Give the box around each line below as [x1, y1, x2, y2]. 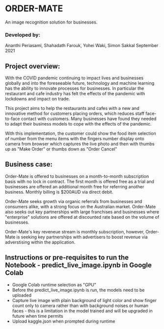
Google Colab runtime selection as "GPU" [12, 281, 96, 287]
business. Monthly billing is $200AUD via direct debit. [5, 189, 114, 195]
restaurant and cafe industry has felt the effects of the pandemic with [5, 91, 145, 97]
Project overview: [5, 62, 60, 70]
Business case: [5, 160, 53, 169]
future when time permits [12, 313, 64, 319]
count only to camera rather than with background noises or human [12, 303, 148, 308]
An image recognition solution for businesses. [5, 19, 98, 25]
